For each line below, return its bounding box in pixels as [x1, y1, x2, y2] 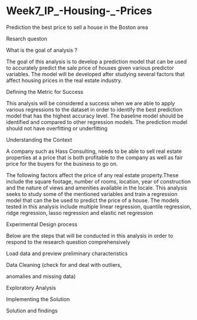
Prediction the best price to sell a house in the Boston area [6, 24, 149, 31]
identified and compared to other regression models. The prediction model [6, 118, 188, 125]
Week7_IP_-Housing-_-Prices [6, 4, 152, 18]
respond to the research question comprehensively [6, 238, 131, 246]
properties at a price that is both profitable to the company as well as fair [6, 154, 183, 161]
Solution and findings [6, 307, 58, 314]
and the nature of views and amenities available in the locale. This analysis [6, 184, 188, 191]
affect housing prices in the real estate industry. [6, 77, 123, 84]
